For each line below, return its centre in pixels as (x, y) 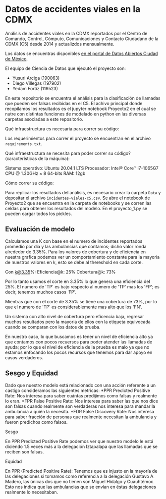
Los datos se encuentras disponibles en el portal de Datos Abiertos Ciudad (82, 54)
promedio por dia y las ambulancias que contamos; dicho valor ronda (76, 246)
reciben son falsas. (25, 451)
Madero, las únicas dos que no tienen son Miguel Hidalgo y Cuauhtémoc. (80, 481)
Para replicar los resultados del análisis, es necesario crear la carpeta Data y (83, 192)
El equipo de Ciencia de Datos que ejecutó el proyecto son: (66, 68)
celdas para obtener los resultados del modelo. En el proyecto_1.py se (76, 208)
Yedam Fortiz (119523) (35, 88)
